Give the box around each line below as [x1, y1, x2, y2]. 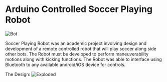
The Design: [5, 71, 31, 77]
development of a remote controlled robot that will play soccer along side [5, 45, 156, 51]
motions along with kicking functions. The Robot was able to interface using [5, 56, 162, 62]
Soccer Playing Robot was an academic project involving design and [5, 40, 147, 46]
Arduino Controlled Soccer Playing [5, 3, 153, 15]
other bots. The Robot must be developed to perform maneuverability [5, 51, 149, 57]
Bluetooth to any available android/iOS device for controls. [5, 61, 126, 67]
